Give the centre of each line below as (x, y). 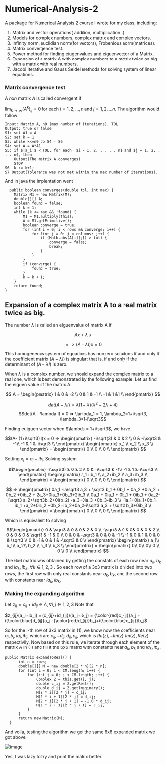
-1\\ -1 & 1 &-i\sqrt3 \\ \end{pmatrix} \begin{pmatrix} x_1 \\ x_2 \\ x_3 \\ (83, 444)
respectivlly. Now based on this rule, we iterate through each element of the (82, 642)
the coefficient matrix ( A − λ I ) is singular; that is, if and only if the (71, 359)
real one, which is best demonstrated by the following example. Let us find (81, 379)
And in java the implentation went (39, 181)
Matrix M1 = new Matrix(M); (43, 194)
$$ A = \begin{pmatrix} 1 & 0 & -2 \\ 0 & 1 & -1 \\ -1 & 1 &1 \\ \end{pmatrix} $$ (83, 394)
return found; (28, 286)
